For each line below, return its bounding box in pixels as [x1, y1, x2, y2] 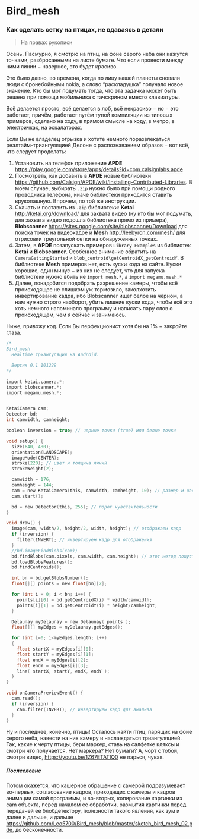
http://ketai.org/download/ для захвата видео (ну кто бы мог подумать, [14, 210, 193, 218]
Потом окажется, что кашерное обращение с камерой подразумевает [6, 782, 185, 789]
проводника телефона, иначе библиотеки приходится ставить [14, 191, 172, 199]
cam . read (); [11, 696, 41, 702]
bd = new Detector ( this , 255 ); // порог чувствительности [11, 504, 158, 510]
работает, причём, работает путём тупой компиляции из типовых [6, 111, 173, 118]
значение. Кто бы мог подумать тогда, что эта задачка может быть [6, 87, 177, 95]
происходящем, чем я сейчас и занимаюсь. [14, 311, 127, 319]
